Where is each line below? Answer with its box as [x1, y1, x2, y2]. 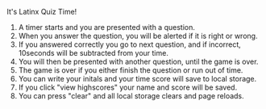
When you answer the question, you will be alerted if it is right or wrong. [18, 31, 258, 40]
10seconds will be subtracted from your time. [18, 48, 169, 57]
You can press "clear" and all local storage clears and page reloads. [18, 91, 244, 100]
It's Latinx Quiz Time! [6, 7, 77, 16]
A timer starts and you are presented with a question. [18, 23, 196, 31]
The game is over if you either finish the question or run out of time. [18, 65, 243, 75]
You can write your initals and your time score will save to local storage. [18, 74, 257, 83]
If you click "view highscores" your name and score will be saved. [18, 82, 238, 92]
